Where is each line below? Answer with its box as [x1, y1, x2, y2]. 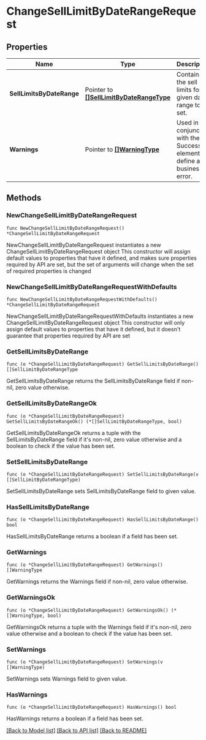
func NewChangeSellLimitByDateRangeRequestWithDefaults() [6, 296, 158, 303]
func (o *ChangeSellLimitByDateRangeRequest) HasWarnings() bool [6, 704, 177, 711]
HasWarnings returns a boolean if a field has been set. [6, 715, 144, 722]
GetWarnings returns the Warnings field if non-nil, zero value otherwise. [6, 578, 188, 586]
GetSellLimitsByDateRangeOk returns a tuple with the [6, 429, 141, 436]
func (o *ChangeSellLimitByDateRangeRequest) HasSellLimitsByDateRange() [6, 516, 199, 523]
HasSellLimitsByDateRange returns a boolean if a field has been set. [6, 533, 178, 540]
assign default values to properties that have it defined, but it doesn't [6, 325, 181, 333]
